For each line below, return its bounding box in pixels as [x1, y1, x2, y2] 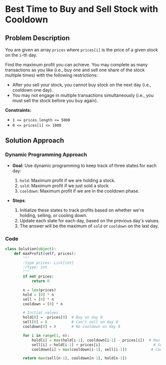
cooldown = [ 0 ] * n [23, 301, 63, 307]
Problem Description [5, 34, 70, 42]
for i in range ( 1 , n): [23, 333, 70, 338]
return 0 [31, 279, 50, 284]
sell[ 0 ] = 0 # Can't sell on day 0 [23, 319, 119, 325]
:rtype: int [23, 265, 48, 270]
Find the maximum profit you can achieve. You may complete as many [5, 62, 148, 67]
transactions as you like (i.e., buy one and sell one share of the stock [5, 67, 145, 73]
